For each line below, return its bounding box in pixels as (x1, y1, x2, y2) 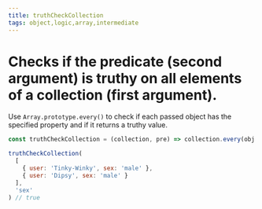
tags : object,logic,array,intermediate (8, 19, 139, 27)
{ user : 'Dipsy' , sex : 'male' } (22, 171, 128, 179)
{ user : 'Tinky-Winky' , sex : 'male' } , (22, 164, 153, 173)
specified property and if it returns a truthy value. (8, 120, 168, 130)
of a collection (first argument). (8, 86, 218, 104)
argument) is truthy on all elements (8, 69, 242, 87)
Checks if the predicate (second (8, 53, 223, 71)
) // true (8, 193, 41, 201)
